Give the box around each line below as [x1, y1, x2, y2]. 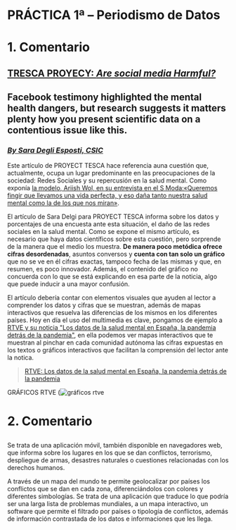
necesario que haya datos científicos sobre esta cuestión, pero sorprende [7, 235, 221, 243]
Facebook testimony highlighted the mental [7, 92, 202, 104]
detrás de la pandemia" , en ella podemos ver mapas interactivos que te [7, 331, 214, 340]
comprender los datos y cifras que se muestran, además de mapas [7, 301, 202, 309]
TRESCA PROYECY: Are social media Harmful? [7, 67, 216, 79]
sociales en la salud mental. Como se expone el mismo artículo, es [7, 228, 200, 236]
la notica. [7, 353, 34, 362]
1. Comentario [7, 39, 90, 56]
